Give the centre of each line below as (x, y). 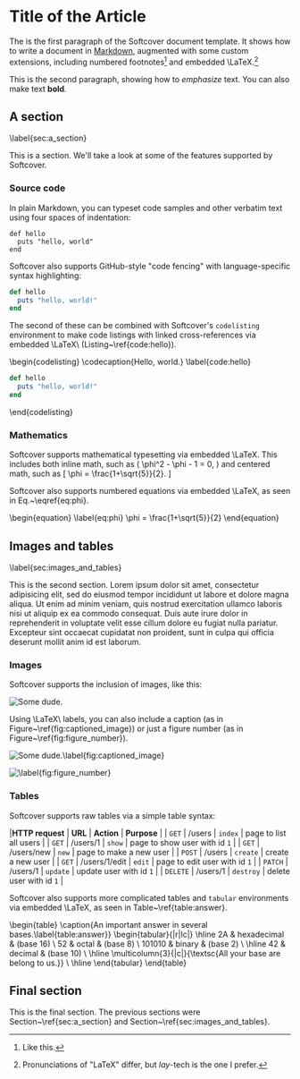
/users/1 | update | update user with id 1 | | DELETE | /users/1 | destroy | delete (150, 871)
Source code (37, 188)
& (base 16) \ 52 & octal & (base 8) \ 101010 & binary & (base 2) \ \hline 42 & (147, 943)
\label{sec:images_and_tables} (66, 568)
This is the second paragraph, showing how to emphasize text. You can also (150, 79)
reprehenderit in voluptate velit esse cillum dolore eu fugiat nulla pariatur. (144, 623)
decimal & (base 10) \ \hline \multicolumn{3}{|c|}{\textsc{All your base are (145, 953)
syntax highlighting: (46, 276)
